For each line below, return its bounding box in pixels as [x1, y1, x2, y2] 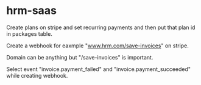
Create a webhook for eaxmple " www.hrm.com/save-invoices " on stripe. [6, 42, 189, 49]
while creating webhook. [6, 72, 68, 79]
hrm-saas [6, 4, 57, 18]
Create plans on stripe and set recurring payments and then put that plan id [6, 24, 196, 31]
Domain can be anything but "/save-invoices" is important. [6, 53, 153, 61]
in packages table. [6, 30, 53, 37]
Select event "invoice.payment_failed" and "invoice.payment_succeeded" [6, 65, 191, 73]
